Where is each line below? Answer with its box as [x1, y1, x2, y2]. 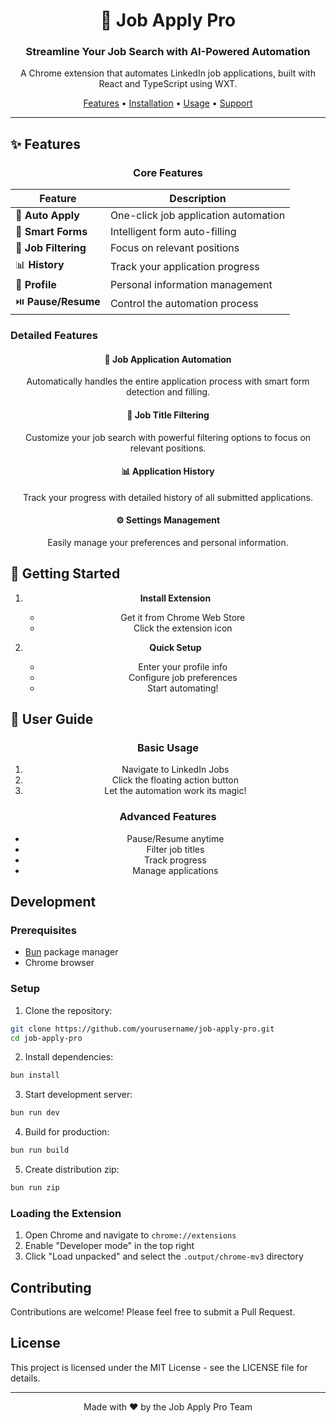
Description [169, 192, 227, 206]
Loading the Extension [10, 1206, 122, 1220]
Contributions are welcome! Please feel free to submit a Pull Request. [10, 1306, 296, 1318]
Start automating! [147, 682, 219, 694]
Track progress [144, 854, 207, 866]
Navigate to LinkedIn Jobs [121, 764, 230, 776]
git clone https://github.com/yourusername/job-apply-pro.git [10, 1024, 275, 1034]
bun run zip [10, 1183, 60, 1193]
